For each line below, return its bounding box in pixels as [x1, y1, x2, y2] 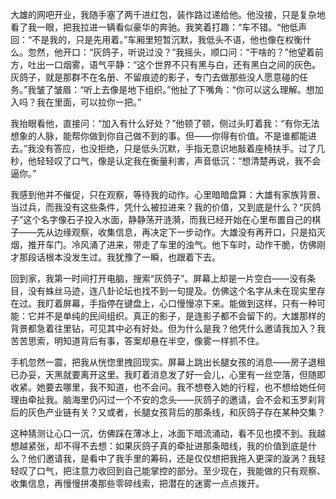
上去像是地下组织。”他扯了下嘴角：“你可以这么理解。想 [92, 84, 315, 95]
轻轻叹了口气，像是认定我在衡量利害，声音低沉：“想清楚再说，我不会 [36, 155, 322, 167]
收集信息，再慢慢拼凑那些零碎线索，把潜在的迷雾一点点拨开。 [10, 478, 265, 489]
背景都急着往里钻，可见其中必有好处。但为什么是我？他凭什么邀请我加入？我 [10, 323, 326, 334]
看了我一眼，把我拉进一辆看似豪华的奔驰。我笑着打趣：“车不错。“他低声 [10, 21, 308, 33]
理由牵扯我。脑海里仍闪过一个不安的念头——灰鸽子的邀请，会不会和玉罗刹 [10, 394, 317, 405]
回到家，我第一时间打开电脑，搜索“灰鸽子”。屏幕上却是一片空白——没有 [10, 273, 308, 284]
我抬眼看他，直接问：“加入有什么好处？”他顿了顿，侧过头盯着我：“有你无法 [10, 118, 320, 129]
